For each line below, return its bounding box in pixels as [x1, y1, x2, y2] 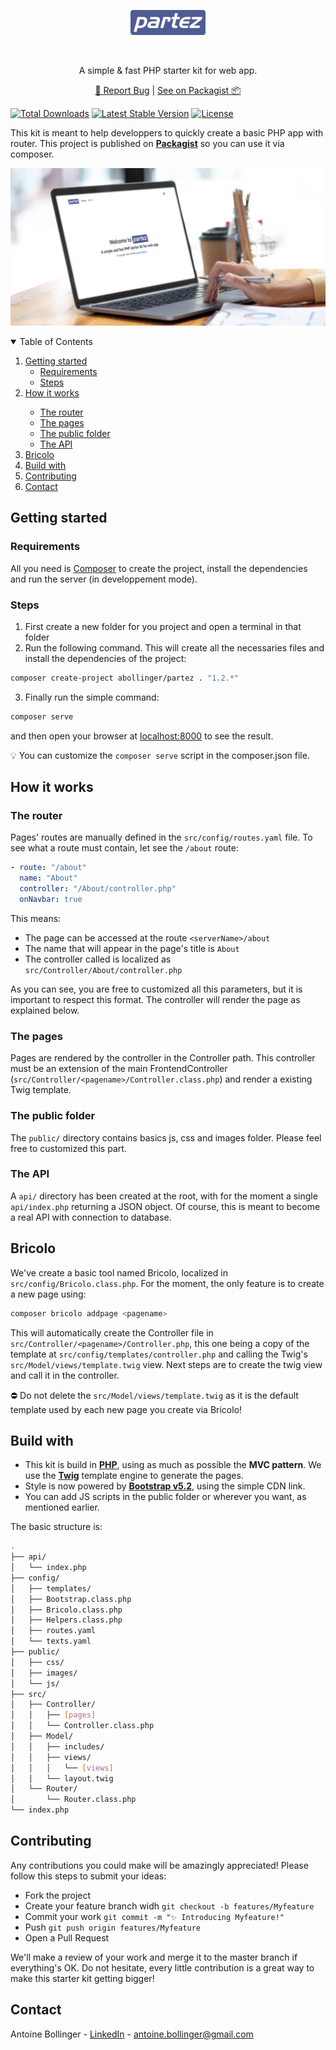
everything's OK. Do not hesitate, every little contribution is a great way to [10, 1961, 315, 1974]
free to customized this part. [10, 1142, 127, 1154]
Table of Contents [19, 336, 93, 347]
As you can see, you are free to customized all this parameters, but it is [10, 983, 303, 995]
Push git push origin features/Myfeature [24, 1921, 202, 1933]
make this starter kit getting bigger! [10, 1972, 155, 1984]
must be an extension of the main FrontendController [10, 1063, 228, 1075]
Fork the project [24, 1889, 92, 1901]
